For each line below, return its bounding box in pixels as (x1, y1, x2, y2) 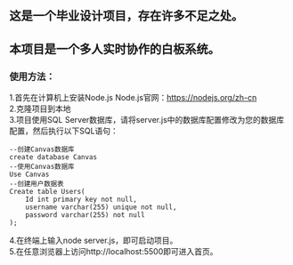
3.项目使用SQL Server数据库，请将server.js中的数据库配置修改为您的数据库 (9, 115, 285, 125)
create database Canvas (9, 153, 98, 162)
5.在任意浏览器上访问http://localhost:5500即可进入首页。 (9, 246, 218, 257)
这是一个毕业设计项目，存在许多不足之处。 (9, 8, 243, 24)
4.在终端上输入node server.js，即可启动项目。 (9, 235, 178, 246)
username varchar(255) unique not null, (25, 203, 177, 212)
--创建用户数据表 (9, 180, 64, 189)
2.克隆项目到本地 (9, 103, 71, 114)
